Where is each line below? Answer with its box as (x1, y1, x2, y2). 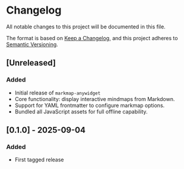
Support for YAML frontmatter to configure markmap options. (14, 102, 165, 109)
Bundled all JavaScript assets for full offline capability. (14, 108, 148, 115)
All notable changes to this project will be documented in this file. (6, 23, 166, 30)
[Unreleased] (6, 58, 56, 68)
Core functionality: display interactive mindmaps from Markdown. (14, 95, 175, 102)
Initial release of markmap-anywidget (14, 89, 101, 96)
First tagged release (14, 156, 64, 163)
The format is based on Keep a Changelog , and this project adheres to (6, 34, 178, 41)
